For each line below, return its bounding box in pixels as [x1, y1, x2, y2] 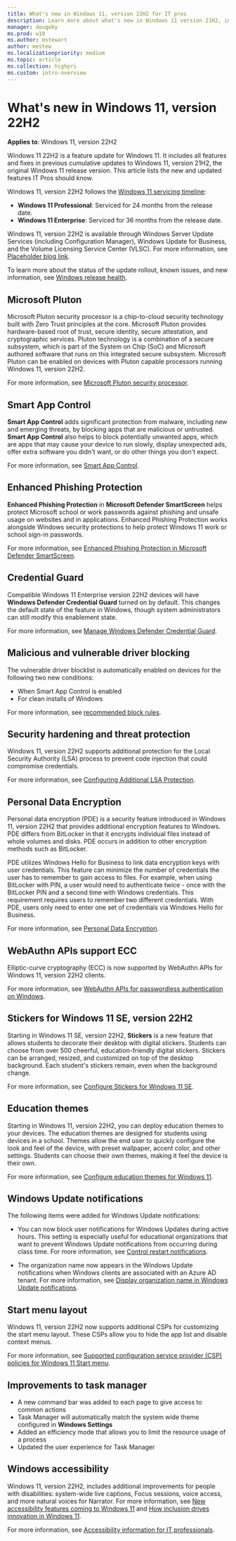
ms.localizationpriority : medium [7, 50, 105, 57]
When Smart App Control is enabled [17, 687, 122, 695]
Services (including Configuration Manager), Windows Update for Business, [7, 237, 227, 246]
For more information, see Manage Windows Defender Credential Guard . [7, 626, 218, 635]
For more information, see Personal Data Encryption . [7, 924, 159, 933]
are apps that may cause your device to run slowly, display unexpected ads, [7, 440, 227, 449]
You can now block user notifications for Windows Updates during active [17, 1225, 229, 1233]
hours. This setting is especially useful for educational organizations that [17, 1233, 228, 1241]
